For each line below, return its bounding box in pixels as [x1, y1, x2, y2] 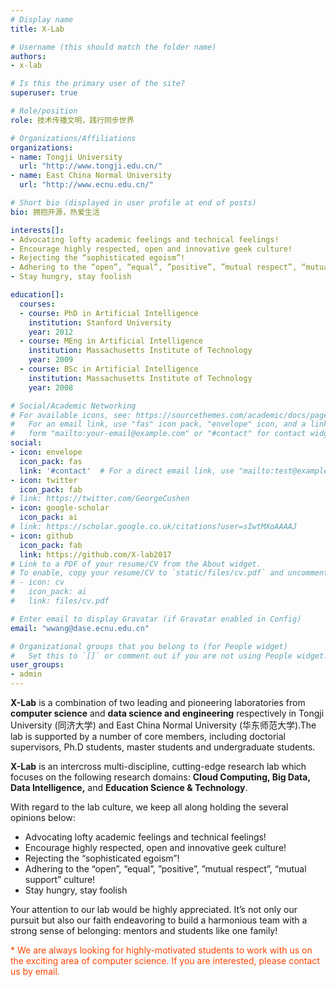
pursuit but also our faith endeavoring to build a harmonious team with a [10, 914, 308, 926]
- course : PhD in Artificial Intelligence [19, 308, 199, 318]
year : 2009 [28, 355, 74, 365]
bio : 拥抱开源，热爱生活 [10, 207, 100, 217]
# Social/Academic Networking [10, 401, 137, 411]
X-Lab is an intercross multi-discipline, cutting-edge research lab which [10, 761, 307, 772]
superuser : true [10, 88, 78, 98]
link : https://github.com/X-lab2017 [19, 549, 172, 560]
